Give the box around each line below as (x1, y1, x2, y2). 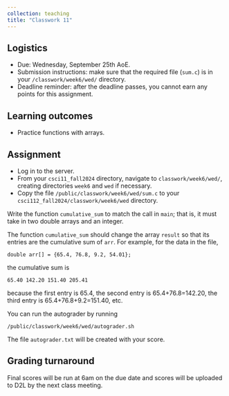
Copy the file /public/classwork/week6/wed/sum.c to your (17, 188, 180, 197)
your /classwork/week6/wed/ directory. (17, 75, 127, 84)
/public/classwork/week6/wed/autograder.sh (7, 323, 135, 330)
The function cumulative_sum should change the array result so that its (7, 230, 210, 239)
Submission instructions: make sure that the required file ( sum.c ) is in (17, 68, 213, 76)
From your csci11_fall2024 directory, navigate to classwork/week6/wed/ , (17, 174, 223, 182)
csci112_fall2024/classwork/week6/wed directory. (17, 196, 158, 204)
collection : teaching (7, 10, 70, 17)
